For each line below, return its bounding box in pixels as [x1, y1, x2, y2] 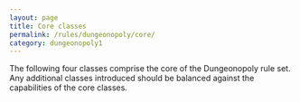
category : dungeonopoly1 [9, 38, 103, 48]
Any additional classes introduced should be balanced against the [9, 73, 255, 84]
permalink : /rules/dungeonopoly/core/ [9, 30, 155, 39]
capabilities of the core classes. [9, 82, 128, 93]
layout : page [9, 13, 59, 23]
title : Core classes [9, 22, 88, 31]
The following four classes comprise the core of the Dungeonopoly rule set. [9, 63, 291, 74]
